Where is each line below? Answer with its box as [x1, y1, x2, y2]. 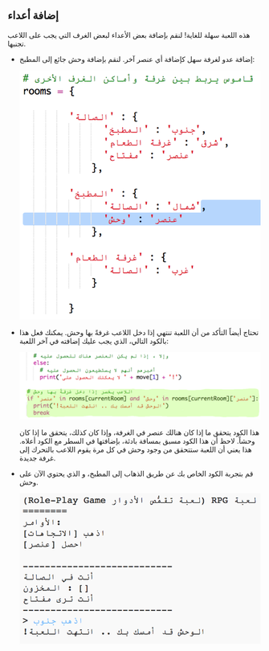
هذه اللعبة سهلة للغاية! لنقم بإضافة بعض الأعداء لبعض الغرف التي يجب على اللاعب [7, 30, 251, 39]
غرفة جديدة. [18, 453, 56, 463]
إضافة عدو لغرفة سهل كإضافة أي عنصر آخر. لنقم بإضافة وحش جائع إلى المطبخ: [18, 54, 255, 63]
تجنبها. [7, 39, 26, 48]
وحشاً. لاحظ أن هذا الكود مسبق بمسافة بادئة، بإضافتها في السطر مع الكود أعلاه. [18, 436, 255, 446]
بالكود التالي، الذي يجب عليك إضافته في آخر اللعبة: [18, 336, 169, 346]
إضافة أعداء [7, 9, 59, 23]
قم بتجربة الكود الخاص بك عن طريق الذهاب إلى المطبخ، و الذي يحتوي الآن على [18, 469, 254, 479]
